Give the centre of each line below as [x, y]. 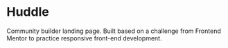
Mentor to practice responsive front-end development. [84, 38]
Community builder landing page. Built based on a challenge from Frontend [114, 31]
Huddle [28, 12]
